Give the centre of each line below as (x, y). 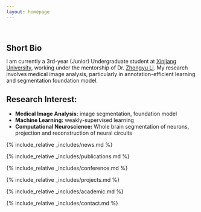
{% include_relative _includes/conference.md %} (67, 168)
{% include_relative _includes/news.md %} (59, 145)
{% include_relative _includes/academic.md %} (65, 191)
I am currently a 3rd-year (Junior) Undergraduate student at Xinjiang (91, 61)
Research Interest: (42, 99)
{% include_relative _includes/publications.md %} (68, 156)
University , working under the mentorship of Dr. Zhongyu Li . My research (97, 68)
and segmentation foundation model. (52, 80)
